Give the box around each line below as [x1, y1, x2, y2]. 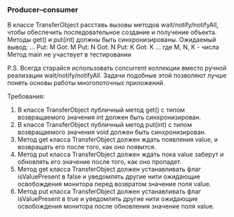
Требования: [7, 92, 45, 100]
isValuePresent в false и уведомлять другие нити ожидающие [17, 172, 200, 181]
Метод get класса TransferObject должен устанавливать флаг [17, 165, 201, 174]
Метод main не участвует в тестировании [7, 50, 131, 59]
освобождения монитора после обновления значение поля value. [17, 202, 215, 211]
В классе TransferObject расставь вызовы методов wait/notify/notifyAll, [7, 21, 219, 29]
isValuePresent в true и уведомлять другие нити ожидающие [17, 195, 198, 203]
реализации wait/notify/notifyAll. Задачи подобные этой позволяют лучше [7, 71, 227, 80]
